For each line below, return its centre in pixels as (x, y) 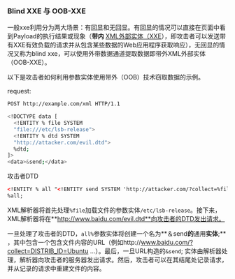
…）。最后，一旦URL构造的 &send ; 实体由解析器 (156, 251)
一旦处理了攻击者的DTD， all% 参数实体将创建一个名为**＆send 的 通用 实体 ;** (117, 233)
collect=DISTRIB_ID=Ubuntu (48, 251)
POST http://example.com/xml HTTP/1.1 (64, 104)
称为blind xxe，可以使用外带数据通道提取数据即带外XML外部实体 (113, 54)
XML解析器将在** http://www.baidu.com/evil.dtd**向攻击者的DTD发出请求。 (116, 218)
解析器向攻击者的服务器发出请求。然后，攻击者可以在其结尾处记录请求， (123, 259)
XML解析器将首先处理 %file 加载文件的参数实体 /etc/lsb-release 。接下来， (114, 210)
